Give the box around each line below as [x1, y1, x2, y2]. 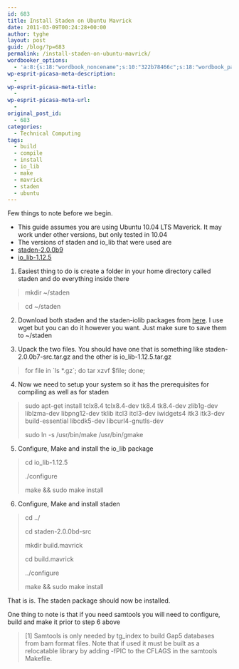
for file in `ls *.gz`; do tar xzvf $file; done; [24, 367, 146, 375]
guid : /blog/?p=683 [7, 44, 65, 51]
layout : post [7, 37, 46, 44]
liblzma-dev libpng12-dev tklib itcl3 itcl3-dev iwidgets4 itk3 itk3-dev [24, 409, 225, 418]
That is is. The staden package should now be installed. [7, 596, 171, 605]
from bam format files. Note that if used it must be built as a [24, 639, 201, 648]
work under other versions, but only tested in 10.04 [17, 230, 168, 239]
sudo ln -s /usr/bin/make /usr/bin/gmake [24, 431, 144, 439]
